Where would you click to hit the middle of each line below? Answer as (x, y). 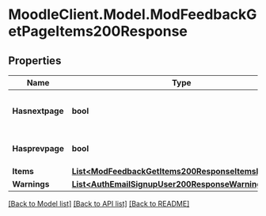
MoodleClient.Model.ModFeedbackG (133, 15)
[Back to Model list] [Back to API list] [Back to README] (99, 204)
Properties (35, 61)
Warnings (31, 184)
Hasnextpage (38, 111)
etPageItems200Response (98, 31)
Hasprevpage (38, 148)
